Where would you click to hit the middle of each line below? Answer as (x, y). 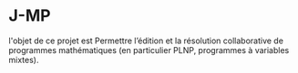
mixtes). (24, 59)
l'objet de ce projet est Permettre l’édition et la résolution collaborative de (146, 41)
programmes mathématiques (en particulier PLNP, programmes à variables (149, 50)
